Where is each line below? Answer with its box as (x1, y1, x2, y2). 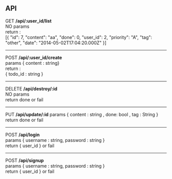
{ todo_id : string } (5, 70, 44, 77)
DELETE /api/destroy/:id (5, 85, 58, 92)
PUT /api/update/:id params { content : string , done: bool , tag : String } (5, 111, 159, 117)
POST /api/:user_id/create (5, 54, 62, 61)
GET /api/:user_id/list (5, 17, 52, 24)
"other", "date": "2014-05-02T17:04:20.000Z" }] (5, 40, 106, 46)
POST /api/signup (5, 157, 44, 164)
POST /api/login (5, 131, 40, 138)
